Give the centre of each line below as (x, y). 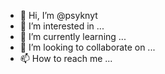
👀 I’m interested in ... (62, 26)
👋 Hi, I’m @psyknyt (58, 15)
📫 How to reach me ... (66, 58)
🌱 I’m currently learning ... (73, 36)
